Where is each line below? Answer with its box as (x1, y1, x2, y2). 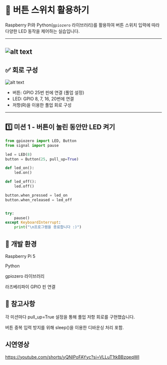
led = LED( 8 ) (5, 152, 32, 157)
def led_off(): (5, 179, 37, 184)
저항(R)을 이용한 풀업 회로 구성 (12, 102, 72, 108)
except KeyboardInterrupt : (5, 220, 61, 225)
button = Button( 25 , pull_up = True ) (5, 156, 79, 162)
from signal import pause (5, 143, 59, 148)
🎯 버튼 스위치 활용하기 (5, 4, 89, 16)
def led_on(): (5, 165, 35, 171)
